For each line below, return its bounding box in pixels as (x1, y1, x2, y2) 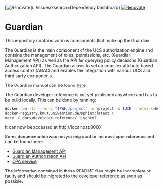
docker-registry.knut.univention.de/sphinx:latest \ (5, 111, 114, 116)
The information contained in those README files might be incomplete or (5, 168, 151, 173)
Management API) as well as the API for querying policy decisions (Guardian (5, 57, 158, 63)
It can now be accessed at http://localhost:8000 (5, 124, 101, 130)
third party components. (5, 73, 53, 79)
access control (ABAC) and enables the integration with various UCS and (5, 68, 151, 73)
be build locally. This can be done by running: (5, 97, 96, 103)
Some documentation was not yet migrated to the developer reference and (5, 134, 154, 139)
